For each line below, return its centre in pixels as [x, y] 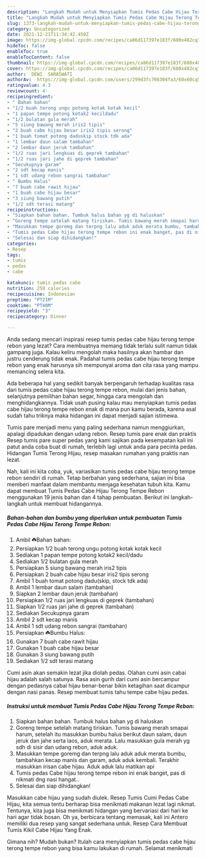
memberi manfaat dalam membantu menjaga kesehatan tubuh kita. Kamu [99, 484]
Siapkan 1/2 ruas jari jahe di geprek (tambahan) [75, 606]
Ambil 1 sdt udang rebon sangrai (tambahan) [71, 626]
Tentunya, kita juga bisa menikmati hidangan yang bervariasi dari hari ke [97, 810]
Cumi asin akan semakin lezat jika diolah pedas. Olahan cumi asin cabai [96, 673]
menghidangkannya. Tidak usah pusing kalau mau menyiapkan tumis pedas [102, 403]
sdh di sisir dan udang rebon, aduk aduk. [67, 747]
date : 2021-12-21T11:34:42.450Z [48, 35]
